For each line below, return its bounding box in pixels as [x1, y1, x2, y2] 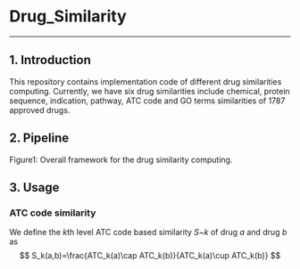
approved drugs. [9, 104, 71, 115]
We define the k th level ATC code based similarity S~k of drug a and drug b [9, 227, 287, 238]
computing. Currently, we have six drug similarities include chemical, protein [9, 86, 290, 96]
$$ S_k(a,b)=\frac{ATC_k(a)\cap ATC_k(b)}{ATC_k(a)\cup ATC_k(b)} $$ [19, 250, 281, 261]
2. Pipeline [9, 131, 70, 146]
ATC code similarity [9, 207, 96, 219]
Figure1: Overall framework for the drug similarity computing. [9, 154, 233, 165]
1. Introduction [9, 53, 91, 68]
